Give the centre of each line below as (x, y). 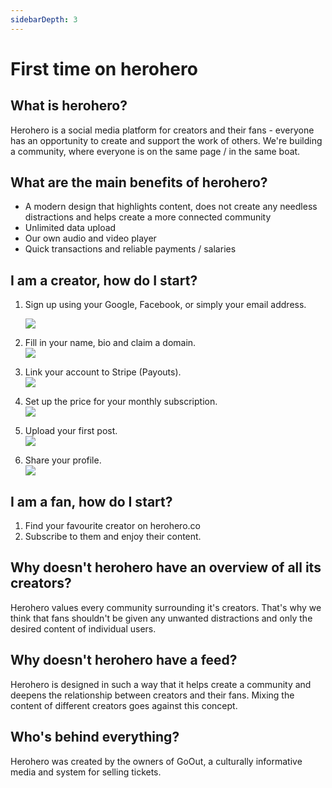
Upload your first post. (71, 431)
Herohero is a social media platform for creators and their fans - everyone (162, 130)
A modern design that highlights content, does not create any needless (171, 207)
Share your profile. (63, 460)
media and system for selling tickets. (86, 772)
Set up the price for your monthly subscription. (121, 402)
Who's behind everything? (95, 737)
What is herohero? (69, 106)
